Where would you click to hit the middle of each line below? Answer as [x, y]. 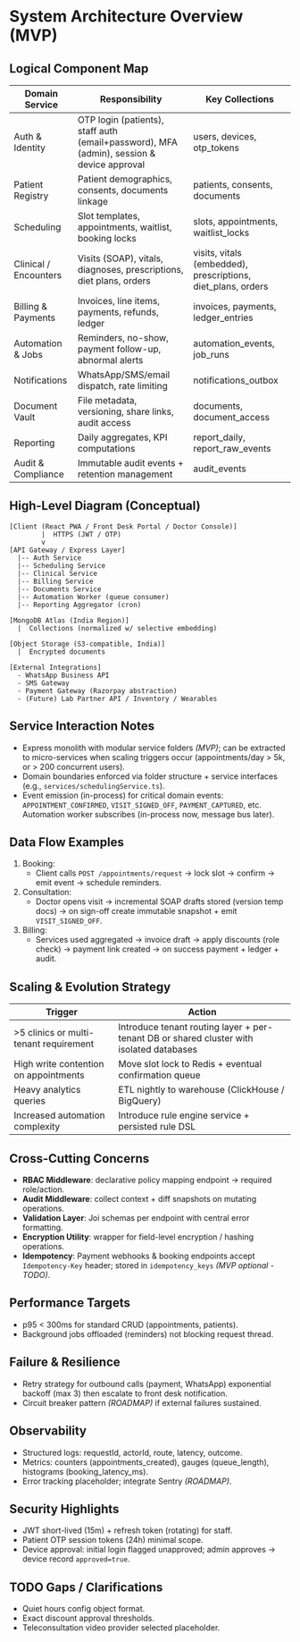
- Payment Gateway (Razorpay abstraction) [97, 690]
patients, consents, [233, 185]
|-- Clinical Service [58, 573]
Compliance [39, 474]
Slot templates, [108, 216]
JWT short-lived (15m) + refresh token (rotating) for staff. [127, 1530]
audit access [104, 423]
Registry [31, 196]
